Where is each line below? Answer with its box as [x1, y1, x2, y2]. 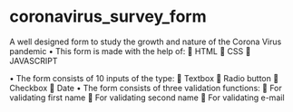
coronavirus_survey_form [9, 6, 207, 27]
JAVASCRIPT [9, 55, 58, 66]
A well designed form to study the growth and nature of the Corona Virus [9, 36, 282, 47]
